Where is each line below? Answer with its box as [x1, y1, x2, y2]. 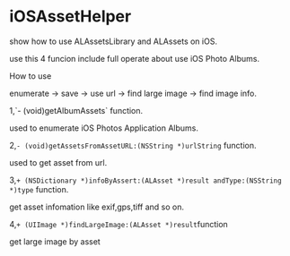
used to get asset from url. [9, 157, 108, 167]
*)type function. [9, 183, 69, 194]
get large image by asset [9, 235, 101, 247]
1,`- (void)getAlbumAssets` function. [9, 105, 144, 115]
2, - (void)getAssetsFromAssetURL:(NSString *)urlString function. [9, 140, 258, 150]
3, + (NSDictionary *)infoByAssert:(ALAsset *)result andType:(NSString [9, 175, 282, 185]
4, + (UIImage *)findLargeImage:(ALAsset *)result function [9, 218, 229, 229]
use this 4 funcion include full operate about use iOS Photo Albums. [9, 53, 260, 64]
